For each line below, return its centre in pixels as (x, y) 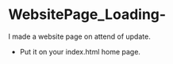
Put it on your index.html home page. (80, 51)
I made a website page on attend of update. (79, 36)
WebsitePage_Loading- (87, 15)
